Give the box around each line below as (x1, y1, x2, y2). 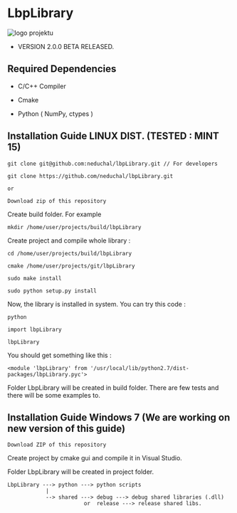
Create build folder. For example (7, 210, 102, 218)
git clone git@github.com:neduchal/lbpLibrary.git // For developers (7, 160, 218, 167)
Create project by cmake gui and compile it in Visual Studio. (7, 454, 183, 462)
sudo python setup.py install (7, 287, 98, 295)
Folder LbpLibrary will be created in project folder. (7, 467, 154, 476)
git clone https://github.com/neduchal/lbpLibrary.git (7, 172, 174, 179)
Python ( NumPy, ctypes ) (17, 109, 94, 118)
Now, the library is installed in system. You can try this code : (7, 300, 186, 308)
